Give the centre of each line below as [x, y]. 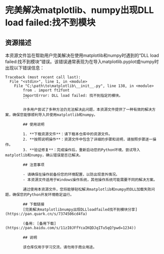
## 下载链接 [34, 204]
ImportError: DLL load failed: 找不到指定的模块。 [73, 95]
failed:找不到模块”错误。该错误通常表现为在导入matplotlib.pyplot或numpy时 [82, 62]
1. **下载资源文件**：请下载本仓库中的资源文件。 [68, 134]
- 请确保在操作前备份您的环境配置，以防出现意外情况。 [71, 174]
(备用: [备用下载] [40, 224]
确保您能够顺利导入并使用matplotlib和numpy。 [55, 115]
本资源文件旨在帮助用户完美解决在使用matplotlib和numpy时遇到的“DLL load [82, 55]
